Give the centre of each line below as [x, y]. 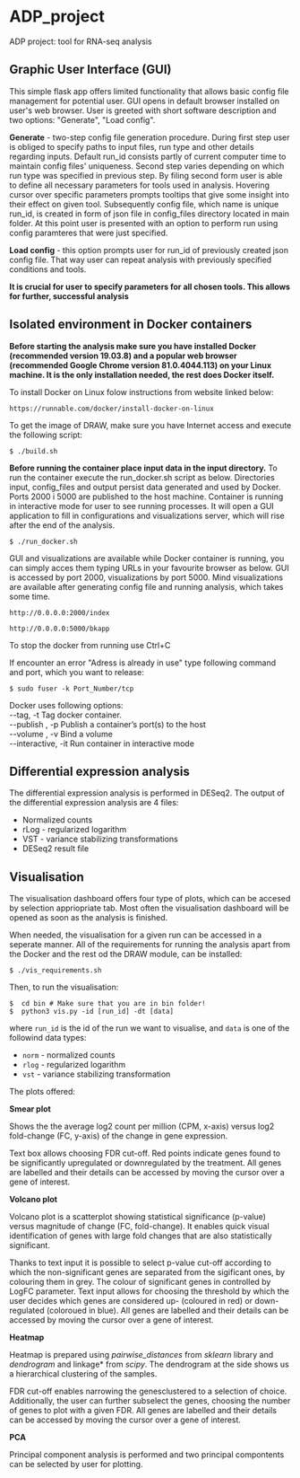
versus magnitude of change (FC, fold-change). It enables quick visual [140, 1227]
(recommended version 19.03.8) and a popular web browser [123, 356]
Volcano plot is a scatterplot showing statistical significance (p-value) [138, 1217]
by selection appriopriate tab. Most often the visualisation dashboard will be [149, 908]
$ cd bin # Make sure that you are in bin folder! [107, 1004]
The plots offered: [43, 1092]
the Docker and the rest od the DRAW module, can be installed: [126, 955]
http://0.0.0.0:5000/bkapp [60, 629]
